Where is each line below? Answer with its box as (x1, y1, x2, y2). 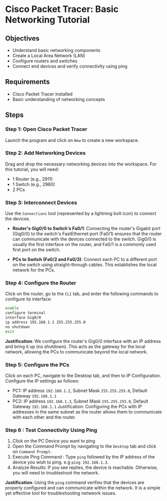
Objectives (5, 34, 40, 42)
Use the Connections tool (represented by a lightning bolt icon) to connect (5, 210, 157, 216)
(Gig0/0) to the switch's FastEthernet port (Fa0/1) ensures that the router (12, 231, 162, 237)
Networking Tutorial (5, 14, 90, 25)
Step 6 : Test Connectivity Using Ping (5, 426, 97, 433)
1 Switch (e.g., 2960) (12, 181, 55, 187)
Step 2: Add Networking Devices (5, 149, 86, 156)
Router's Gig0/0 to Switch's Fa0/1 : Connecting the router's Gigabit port (12, 225, 161, 231)
